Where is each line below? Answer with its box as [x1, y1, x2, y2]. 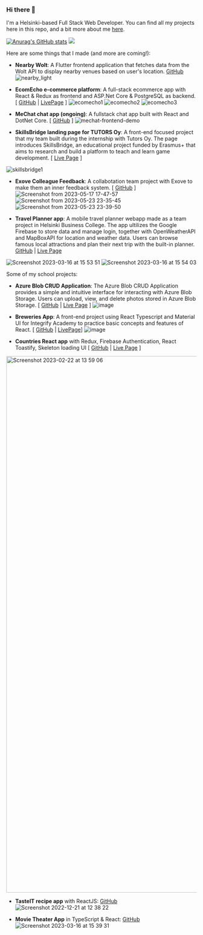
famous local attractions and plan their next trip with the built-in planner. [14, 241, 195, 248]
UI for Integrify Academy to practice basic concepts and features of [14, 320, 184, 327]
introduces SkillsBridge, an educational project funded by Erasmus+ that [14, 141, 196, 149]
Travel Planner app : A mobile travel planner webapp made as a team [14, 215, 187, 222]
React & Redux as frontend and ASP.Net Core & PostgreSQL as [14, 92, 172, 100]
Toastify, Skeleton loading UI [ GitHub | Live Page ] [14, 344, 141, 352]
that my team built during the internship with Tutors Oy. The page [14, 135, 178, 143]
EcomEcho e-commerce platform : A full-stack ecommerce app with [14, 86, 186, 93]
